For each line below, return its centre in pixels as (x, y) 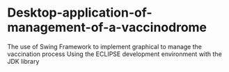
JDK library (23, 61)
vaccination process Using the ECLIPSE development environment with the (115, 54)
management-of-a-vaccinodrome (107, 27)
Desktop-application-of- (80, 13)
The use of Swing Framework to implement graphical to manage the (104, 46)
